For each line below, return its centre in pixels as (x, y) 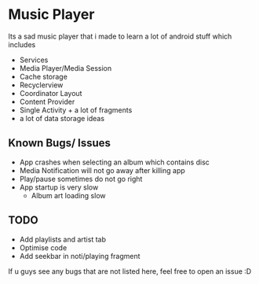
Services (34, 60)
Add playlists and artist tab (62, 239)
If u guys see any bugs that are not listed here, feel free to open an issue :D (130, 271)
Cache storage (44, 76)
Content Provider (47, 101)
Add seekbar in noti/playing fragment (80, 256)
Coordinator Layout (51, 93)
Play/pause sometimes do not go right (81, 179)
